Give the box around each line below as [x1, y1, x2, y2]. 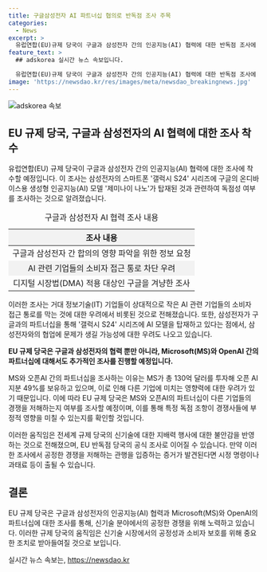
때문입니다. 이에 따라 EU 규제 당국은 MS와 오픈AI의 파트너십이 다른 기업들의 [16, 394, 252, 403]
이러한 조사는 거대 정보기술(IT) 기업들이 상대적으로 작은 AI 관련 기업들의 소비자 [8, 300, 252, 309]
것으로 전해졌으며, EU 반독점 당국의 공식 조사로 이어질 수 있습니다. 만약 [22, 440, 243, 450]
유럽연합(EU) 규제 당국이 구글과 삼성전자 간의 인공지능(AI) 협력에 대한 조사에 [8, 164, 245, 174]
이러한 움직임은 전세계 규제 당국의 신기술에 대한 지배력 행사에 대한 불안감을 [8, 430, 241, 440]
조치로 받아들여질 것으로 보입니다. [16, 539, 121, 548]
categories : [8, 19, 48, 27]
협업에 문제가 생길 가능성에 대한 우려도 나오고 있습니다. [42, 330, 213, 339]
